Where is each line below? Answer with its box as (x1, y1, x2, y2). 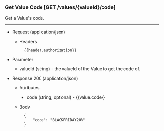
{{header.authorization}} (23, 48, 77, 53)
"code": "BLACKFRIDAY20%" (32, 118, 85, 123)
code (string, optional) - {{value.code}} (26, 94, 105, 100)
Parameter (12, 57, 34, 63)
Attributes (19, 85, 40, 91)
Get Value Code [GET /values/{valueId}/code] (5, 4, 116, 11)
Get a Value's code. (5, 15, 45, 21)
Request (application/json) (12, 29, 65, 35)
